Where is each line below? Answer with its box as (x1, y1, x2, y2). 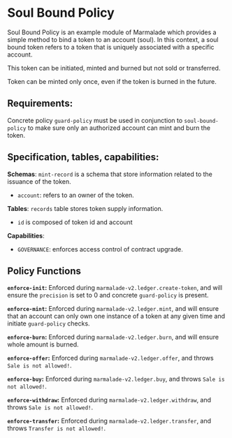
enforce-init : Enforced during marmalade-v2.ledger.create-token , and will (7, 284, 222, 292)
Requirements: (7, 98, 73, 110)
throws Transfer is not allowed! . (7, 424, 106, 432)
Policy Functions (7, 265, 82, 277)
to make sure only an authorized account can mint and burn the (27, 124, 211, 132)
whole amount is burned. (7, 340, 79, 349)
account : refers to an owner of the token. (17, 191, 134, 199)
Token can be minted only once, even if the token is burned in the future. (7, 77, 217, 85)
